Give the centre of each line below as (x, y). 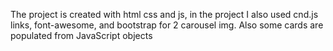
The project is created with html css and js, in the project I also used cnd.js (164, 14)
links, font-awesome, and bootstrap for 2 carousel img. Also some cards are (167, 25)
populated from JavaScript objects (81, 35)
